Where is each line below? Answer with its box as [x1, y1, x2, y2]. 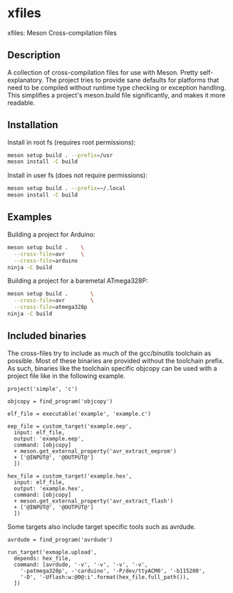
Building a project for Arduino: [7, 230, 95, 238]
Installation [7, 119, 58, 131]
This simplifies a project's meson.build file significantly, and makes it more [7, 90, 226, 99]
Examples [7, 211, 52, 224]
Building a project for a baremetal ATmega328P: [7, 276, 148, 285]
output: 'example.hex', [14, 485, 84, 492]
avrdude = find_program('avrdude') [7, 536, 113, 543]
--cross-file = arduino [14, 257, 78, 264]
